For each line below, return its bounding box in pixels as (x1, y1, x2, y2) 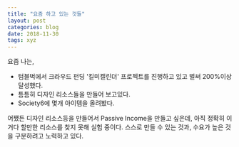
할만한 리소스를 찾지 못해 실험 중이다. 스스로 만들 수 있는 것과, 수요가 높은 (20, 123, 224, 131)
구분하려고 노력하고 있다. (14, 132, 84, 141)
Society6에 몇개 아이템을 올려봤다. (17, 99, 115, 107)
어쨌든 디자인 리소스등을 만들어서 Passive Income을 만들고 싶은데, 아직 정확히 (7, 114, 225, 123)
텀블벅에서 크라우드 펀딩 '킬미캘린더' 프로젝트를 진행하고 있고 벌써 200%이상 (17, 72, 232, 81)
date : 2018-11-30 (7, 30, 59, 38)
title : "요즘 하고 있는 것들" (7, 10, 86, 18)
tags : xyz (7, 37, 37, 44)
